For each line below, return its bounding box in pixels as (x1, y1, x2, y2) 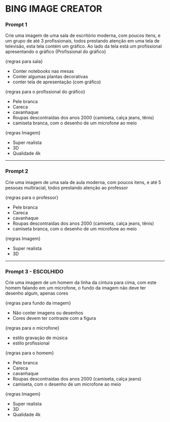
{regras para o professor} (5, 194, 59, 200)
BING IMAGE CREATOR (5, 3, 102, 15)
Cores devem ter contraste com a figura (12, 315, 96, 321)
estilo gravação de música (12, 335, 68, 341)
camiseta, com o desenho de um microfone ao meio (12, 381, 121, 387)
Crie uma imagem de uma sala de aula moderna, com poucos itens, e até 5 (5, 179, 161, 185)
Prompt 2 (5, 168, 29, 175)
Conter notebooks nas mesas (12, 68, 74, 74)
